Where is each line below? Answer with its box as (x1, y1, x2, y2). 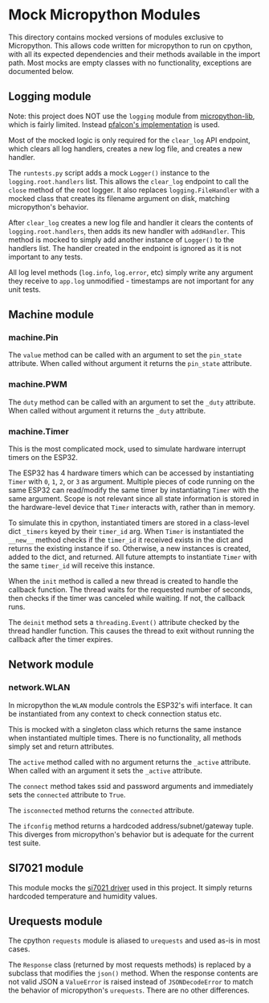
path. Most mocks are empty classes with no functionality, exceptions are (8, 58, 252, 68)
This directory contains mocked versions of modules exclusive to (8, 32, 224, 42)
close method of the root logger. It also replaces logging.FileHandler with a (8, 185, 259, 195)
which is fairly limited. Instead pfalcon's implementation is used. (8, 119, 220, 129)
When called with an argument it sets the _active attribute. (8, 766, 203, 775)
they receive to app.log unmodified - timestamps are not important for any (8, 276, 255, 286)
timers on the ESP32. (8, 453, 79, 462)
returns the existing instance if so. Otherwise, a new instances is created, (8, 544, 251, 553)
